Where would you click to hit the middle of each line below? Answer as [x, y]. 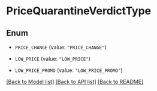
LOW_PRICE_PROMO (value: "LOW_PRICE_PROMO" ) [69, 70]
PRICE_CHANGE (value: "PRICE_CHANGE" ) [61, 47]
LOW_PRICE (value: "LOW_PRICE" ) [53, 59]
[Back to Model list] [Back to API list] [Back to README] [75, 82]
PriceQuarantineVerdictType [79, 11]
